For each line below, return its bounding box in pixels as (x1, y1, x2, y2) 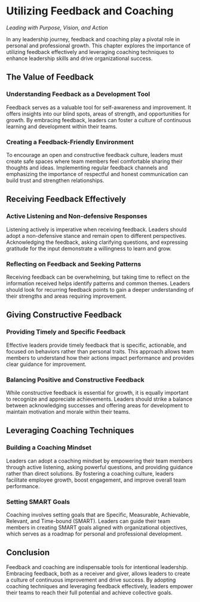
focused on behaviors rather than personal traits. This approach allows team (6, 347, 194, 355)
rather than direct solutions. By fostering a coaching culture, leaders (6, 470, 174, 477)
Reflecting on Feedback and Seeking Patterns (6, 259, 141, 268)
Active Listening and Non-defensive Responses (6, 212, 147, 220)
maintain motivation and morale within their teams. (6, 408, 130, 415)
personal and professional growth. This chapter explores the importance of (6, 42, 191, 49)
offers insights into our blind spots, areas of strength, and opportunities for (6, 110, 190, 117)
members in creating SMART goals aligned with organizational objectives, (6, 524, 187, 531)
